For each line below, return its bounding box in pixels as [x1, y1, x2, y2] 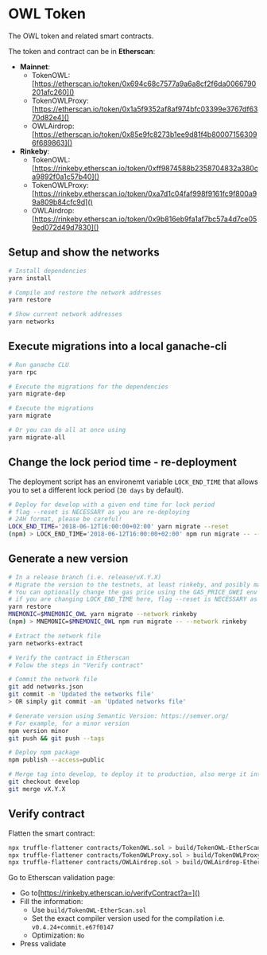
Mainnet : [19, 61, 50, 72]
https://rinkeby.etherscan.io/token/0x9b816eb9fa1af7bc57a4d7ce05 [34, 214, 257, 224]
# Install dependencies [8, 267, 87, 275]
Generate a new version [8, 552, 129, 566]
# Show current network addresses [8, 310, 123, 318]
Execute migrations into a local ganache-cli [8, 340, 227, 353]
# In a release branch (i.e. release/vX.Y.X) [8, 573, 161, 581]
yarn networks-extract [8, 639, 83, 647]
